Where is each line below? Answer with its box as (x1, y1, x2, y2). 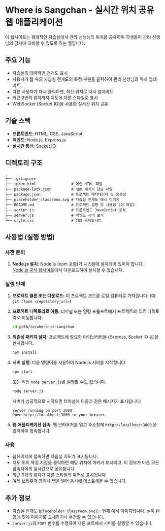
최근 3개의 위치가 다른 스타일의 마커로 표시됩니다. (12, 472, 107, 478)
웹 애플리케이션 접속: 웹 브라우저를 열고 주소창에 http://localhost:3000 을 (12, 422, 157, 428)
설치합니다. (12, 340, 34, 346)
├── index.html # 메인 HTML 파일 (5, 182, 102, 187)
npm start (12, 369, 33, 374)
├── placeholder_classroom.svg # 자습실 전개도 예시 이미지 (5, 198, 120, 202)
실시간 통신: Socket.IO (12, 143, 56, 149)
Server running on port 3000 (12, 408, 72, 413)
